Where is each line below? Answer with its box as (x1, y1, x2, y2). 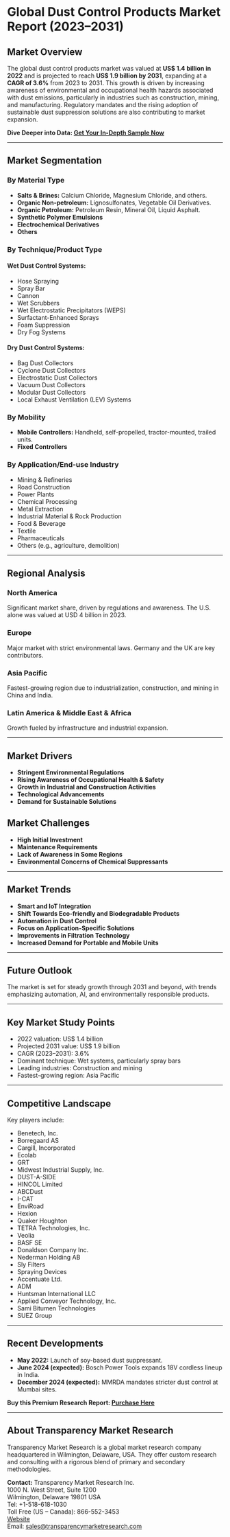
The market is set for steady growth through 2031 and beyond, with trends (7, 983, 217, 991)
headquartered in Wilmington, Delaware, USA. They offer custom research (7, 1450, 217, 1459)
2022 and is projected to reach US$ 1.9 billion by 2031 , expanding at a (7, 71, 207, 80)
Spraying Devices (16, 1268, 67, 1276)
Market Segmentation (7, 155, 103, 167)
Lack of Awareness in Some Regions (16, 850, 123, 858)
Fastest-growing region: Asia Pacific (16, 1072, 120, 1080)
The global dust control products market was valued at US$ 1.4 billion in (7, 65, 212, 72)
